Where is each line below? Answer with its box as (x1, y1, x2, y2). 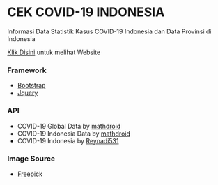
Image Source (7, 154, 56, 163)
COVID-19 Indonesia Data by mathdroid (17, 129, 131, 138)
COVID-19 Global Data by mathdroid (17, 122, 121, 130)
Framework (7, 65, 47, 75)
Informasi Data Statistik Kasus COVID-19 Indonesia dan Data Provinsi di (7, 27, 212, 35)
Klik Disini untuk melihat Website (7, 48, 101, 56)
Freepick (17, 170, 43, 178)
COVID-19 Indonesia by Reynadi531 (17, 136, 119, 145)
